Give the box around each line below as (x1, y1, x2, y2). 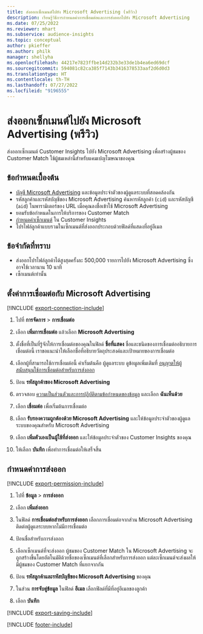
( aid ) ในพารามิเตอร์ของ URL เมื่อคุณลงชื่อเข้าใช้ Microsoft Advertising (15, 202, 168, 209)
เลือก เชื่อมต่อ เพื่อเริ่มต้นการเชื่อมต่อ (15, 403, 87, 410)
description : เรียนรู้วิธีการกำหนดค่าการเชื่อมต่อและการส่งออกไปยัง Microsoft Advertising (7, 15, 190, 21)
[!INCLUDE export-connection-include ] (7, 305, 105, 312)
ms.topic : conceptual (7, 37, 62, 43)
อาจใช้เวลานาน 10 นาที (15, 263, 62, 271)
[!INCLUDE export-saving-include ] (7, 609, 93, 616)
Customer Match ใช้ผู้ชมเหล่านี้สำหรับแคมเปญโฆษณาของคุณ (7, 154, 135, 161)
